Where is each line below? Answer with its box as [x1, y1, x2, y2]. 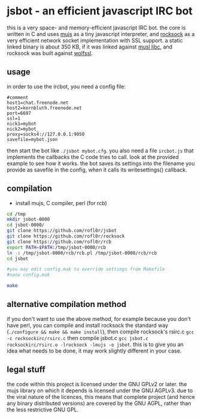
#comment [7, 94, 29, 100]
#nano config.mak [7, 272, 50, 278]
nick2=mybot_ [7, 126, 39, 132]
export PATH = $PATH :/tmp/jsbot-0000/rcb [7, 244, 106, 250]
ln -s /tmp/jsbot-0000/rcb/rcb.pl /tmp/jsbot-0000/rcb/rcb [7, 250, 157, 256]
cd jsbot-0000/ [7, 222, 45, 228]
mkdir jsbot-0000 [7, 216, 50, 222]
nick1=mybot [7, 121, 36, 127]
